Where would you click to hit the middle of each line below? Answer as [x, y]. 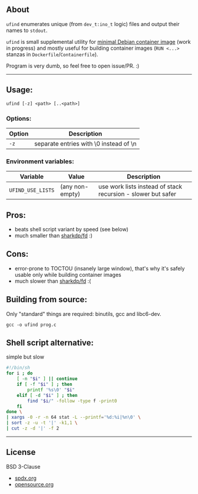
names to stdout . [27, 30]
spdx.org [26, 478]
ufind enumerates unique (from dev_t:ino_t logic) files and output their [93, 24]
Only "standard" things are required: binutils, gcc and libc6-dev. [84, 314]
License [21, 452]
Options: [19, 118]
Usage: [20, 90]
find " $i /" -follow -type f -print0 [72, 401]
